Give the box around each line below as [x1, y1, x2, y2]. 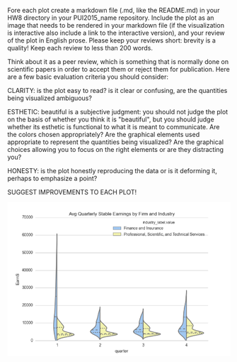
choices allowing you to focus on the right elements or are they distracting [7, 146, 224, 153]
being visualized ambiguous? [7, 94, 92, 102]
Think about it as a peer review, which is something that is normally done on [7, 57, 229, 66]
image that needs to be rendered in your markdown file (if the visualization [7, 21, 225, 29]
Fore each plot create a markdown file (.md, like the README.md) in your [7, 6, 220, 14]
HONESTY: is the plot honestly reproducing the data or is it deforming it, [7, 167, 217, 175]
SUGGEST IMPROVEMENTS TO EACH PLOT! [7, 188, 137, 196]
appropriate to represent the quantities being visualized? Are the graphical [7, 138, 224, 146]
